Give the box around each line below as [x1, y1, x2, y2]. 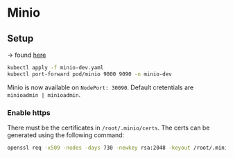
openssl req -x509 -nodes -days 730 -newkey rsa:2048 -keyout [7, 144, 191, 152]
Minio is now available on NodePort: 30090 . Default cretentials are [7, 83, 194, 91]
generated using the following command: [7, 131, 125, 139]
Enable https [7, 107, 51, 117]
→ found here [7, 51, 46, 59]
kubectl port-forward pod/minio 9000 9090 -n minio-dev [7, 71, 172, 78]
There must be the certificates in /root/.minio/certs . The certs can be [7, 123, 210, 132]
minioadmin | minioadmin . [7, 90, 81, 98]
